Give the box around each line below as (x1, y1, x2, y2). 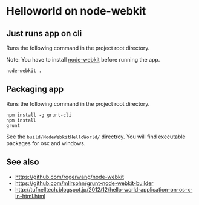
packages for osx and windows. (6, 139, 86, 146)
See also (6, 157, 39, 168)
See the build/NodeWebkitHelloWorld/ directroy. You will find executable (6, 133, 186, 140)
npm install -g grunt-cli (6, 112, 71, 118)
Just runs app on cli (6, 28, 82, 39)
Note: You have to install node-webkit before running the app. (6, 56, 160, 63)
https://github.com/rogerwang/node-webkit (15, 173, 124, 180)
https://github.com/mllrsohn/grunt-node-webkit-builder (15, 180, 154, 187)
